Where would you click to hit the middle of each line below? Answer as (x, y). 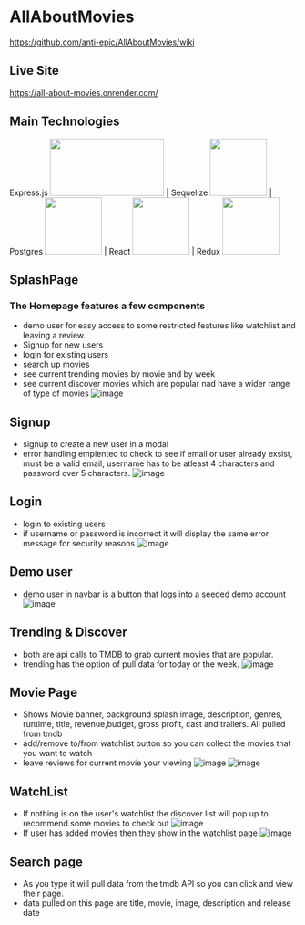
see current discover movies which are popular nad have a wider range (156, 384)
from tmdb (42, 734)
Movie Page (44, 692)
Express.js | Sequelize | (141, 192)
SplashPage (44, 280)
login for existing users (66, 355)
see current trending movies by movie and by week (119, 374)
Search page (46, 862)
